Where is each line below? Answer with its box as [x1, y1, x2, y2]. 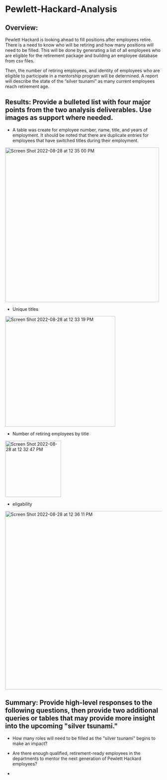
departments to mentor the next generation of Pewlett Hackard [12, 756, 142, 762]
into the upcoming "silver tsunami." [5, 722, 118, 731]
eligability [12, 501, 32, 507]
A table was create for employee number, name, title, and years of [12, 126, 148, 133]
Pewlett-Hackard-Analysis [5, 3, 118, 15]
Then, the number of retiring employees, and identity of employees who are [5, 67, 160, 73]
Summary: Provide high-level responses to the [5, 699, 153, 707]
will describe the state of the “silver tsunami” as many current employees [5, 78, 155, 84]
